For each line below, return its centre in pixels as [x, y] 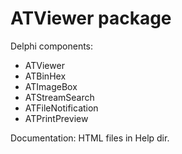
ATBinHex [45, 76]
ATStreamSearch [59, 97]
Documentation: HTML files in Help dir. [90, 138]
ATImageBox [51, 86]
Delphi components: [52, 46]
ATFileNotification [61, 108]
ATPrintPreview [56, 118]
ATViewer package [91, 18]
